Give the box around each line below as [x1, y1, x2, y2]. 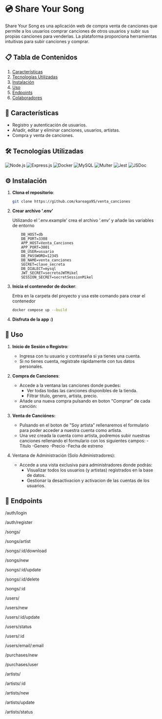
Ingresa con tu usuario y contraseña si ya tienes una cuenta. [19, 353, 141, 359]
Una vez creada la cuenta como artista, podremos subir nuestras [19, 432, 150, 438]
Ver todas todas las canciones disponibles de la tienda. [26, 387, 138, 393]
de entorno [12, 223, 35, 228]
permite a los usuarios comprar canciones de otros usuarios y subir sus [5, 28, 149, 34]
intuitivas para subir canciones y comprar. [5, 38, 89, 44]
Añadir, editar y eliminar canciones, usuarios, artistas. [12, 127, 121, 133]
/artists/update [5, 699, 35, 705]
